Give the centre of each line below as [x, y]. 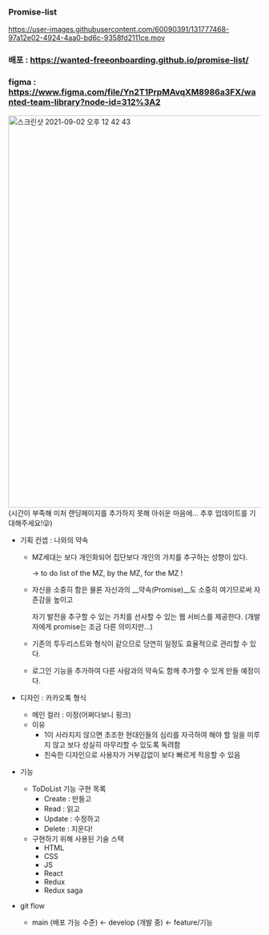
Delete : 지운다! [68, 829]
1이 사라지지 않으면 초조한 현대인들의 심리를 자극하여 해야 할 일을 [145, 734]
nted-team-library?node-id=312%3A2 [84, 102]
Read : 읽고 [62, 809]
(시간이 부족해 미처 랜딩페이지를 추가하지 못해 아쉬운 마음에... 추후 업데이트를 [128, 513]
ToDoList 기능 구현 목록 [69, 789]
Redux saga [63, 890]
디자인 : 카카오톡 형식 [53, 697]
